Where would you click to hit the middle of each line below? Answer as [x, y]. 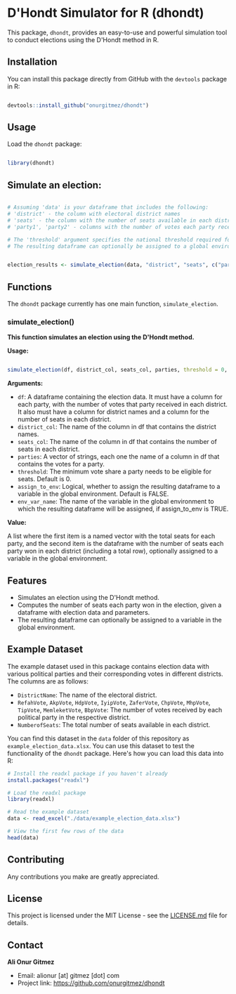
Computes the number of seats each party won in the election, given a [119, 605]
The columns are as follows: [48, 681]
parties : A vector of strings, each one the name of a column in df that [118, 457]
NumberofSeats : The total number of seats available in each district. [114, 724]
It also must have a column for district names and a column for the [113, 412]
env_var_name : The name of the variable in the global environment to [116, 502]
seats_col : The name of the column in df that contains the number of [117, 442]
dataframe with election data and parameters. [84, 613]
